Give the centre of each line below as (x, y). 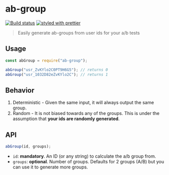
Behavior (20, 90)
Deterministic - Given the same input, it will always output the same (83, 103)
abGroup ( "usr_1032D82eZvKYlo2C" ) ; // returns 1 (57, 74)
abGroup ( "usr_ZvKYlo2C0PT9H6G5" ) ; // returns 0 (57, 70)
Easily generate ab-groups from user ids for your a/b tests (79, 33)
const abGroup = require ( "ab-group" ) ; (46, 61)
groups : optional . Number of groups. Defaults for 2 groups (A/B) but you (88, 161)
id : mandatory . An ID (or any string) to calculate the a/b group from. (84, 156)
